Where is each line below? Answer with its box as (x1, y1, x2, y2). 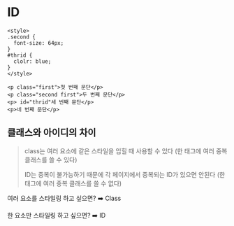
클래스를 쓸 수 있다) (24, 155, 78, 164)
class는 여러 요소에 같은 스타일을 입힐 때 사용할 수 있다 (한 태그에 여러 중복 (24, 146, 228, 155)
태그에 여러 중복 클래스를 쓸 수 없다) (24, 179, 122, 188)
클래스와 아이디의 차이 (7, 127, 96, 139)
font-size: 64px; (13, 39, 64, 46)
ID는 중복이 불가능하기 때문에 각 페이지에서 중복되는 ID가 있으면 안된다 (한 (24, 170, 226, 178)
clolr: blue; (13, 57, 52, 65)
